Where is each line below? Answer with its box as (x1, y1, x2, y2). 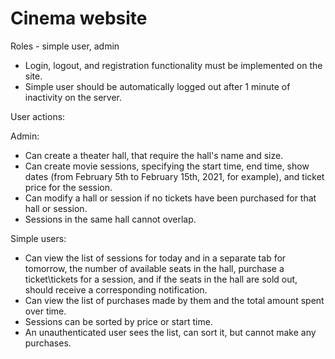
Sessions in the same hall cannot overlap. (24, 213, 197, 225)
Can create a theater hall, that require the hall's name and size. (24, 149, 284, 161)
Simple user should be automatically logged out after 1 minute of (24, 80, 291, 92)
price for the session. (24, 181, 113, 193)
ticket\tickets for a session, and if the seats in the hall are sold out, (24, 273, 298, 285)
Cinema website (10, 7, 148, 30)
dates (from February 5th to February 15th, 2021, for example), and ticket (24, 170, 325, 182)
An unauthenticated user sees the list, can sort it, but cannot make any (24, 326, 317, 338)
